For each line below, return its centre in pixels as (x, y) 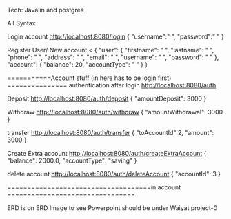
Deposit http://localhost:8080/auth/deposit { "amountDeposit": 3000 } (107, 98)
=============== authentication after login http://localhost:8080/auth (112, 85)
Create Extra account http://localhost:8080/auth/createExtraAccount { (107, 153)
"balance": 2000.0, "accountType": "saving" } (72, 160)
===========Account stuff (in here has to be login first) (89, 78)
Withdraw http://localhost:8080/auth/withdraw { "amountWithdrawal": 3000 (115, 112)
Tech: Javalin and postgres (46, 10)
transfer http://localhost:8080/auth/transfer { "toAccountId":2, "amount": (111, 133)
